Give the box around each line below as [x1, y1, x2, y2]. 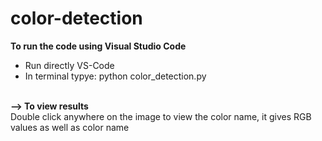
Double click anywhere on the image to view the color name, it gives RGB [10, 110, 312, 122]
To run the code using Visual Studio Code [10, 40, 187, 52]
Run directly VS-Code [24, 59, 115, 71]
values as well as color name [10, 121, 130, 133]
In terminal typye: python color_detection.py [24, 70, 207, 82]
